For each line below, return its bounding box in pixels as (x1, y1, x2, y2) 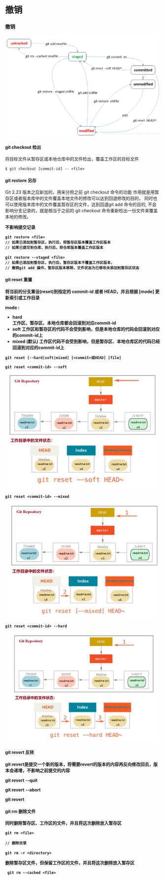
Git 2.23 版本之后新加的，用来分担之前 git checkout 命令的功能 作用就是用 (5, 189, 155, 195)
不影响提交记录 (5, 225, 35, 230)
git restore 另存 (5, 177, 37, 183)
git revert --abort (5, 786, 41, 793)
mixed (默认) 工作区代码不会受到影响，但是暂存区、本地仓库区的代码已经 (12, 338, 160, 344)
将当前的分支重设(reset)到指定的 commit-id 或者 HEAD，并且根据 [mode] (5, 289, 154, 294)
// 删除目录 (5, 841, 27, 846)
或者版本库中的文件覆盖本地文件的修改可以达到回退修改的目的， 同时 (13, 196, 153, 201)
